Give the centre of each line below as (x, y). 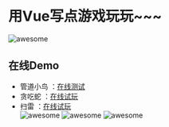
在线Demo (34, 65)
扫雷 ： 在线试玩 (45, 106)
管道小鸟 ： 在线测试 (52, 86)
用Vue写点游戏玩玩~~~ (85, 16)
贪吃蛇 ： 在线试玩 (49, 96)
